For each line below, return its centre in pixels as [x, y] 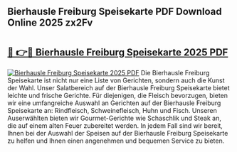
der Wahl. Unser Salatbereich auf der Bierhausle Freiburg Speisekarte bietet [118, 88]
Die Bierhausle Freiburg [175, 73]
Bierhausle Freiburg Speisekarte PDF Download [115, 12]
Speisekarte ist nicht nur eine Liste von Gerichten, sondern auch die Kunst [116, 80]
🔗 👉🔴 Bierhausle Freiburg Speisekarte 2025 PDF [118, 52]
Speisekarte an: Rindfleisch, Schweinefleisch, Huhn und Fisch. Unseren [112, 110]
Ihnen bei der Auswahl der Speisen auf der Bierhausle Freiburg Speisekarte [118, 133]
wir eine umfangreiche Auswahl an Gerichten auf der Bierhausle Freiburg [114, 103]
